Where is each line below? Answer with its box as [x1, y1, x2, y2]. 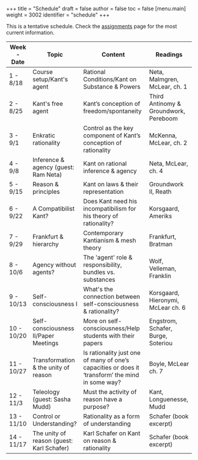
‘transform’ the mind [83, 371, 140, 379]
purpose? [83, 403, 110, 410]
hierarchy [32, 240, 59, 248]
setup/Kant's [32, 75, 68, 83]
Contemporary [83, 229, 124, 237]
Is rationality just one [83, 349, 141, 357]
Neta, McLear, [149, 160, 189, 167]
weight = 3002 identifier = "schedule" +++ [6, 11, 110, 18]
